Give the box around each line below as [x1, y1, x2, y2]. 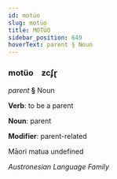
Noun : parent [8, 116, 52, 126]
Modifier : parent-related [8, 132, 88, 141]
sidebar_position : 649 [8, 33, 82, 42]
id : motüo [8, 11, 41, 20]
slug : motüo [8, 19, 47, 27]
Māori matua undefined [8, 147, 84, 156]
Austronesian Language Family [8, 162, 110, 172]
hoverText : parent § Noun [8, 41, 93, 49]
